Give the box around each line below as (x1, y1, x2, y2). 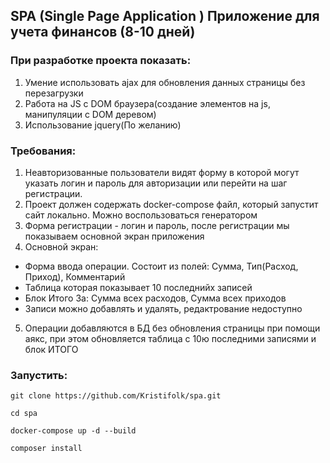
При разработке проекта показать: (10, 54, 192, 68)
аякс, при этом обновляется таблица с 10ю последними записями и (24, 332, 317, 344)
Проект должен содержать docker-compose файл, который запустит (24, 198, 319, 210)
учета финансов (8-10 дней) (10, 24, 196, 41)
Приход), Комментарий (24, 270, 126, 283)
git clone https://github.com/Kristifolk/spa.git (10, 391, 222, 401)
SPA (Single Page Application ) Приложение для (10, 8, 320, 25)
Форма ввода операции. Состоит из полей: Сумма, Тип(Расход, (24, 260, 299, 272)
